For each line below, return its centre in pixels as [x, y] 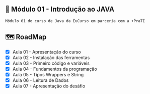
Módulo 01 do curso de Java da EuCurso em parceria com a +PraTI [75, 21]
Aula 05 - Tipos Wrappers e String [48, 74]
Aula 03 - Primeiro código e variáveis [51, 63]
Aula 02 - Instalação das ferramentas [51, 57]
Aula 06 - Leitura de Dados [41, 80]
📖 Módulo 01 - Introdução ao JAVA [60, 9]
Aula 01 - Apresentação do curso [47, 52]
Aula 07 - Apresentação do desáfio [49, 86]
